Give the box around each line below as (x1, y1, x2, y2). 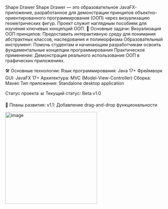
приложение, (5, 10, 34, 16)
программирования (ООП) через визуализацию (47, 15, 150, 21)
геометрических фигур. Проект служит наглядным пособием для (5, 20, 147, 26)
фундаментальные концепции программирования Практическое (5, 47, 145, 53)
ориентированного (5, 15, 46, 21)
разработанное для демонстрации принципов (34, 10, 134, 16)
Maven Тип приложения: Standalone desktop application (5, 80, 124, 86)
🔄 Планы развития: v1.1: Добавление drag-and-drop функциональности (5, 102, 157, 108)
